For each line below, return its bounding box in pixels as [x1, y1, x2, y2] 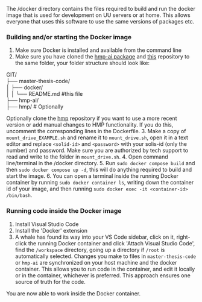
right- [176, 233, 191, 241]
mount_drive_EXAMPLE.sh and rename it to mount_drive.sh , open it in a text [6, 134, 189, 141]
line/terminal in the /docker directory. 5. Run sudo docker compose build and [6, 160, 195, 167]
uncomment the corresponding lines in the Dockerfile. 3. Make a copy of [6, 128, 186, 135]
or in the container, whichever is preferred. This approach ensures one [14, 271, 191, 279]
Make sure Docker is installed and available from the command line [14, 46, 182, 54]
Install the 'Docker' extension [14, 227, 88, 234]
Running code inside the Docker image [6, 207, 122, 215]
